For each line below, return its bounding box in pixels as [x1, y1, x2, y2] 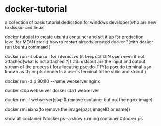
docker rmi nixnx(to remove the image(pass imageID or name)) [5, 106, 131, 112]
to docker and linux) [5, 24, 45, 30]
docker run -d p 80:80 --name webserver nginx [5, 78, 100, 84]
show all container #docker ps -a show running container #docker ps [5, 115, 143, 121]
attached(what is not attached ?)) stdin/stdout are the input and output [5, 58, 146, 64]
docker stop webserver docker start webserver [5, 87, 99, 93]
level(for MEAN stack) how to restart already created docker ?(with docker [5, 39, 154, 44]
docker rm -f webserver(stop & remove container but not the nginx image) [5, 97, 153, 102]
